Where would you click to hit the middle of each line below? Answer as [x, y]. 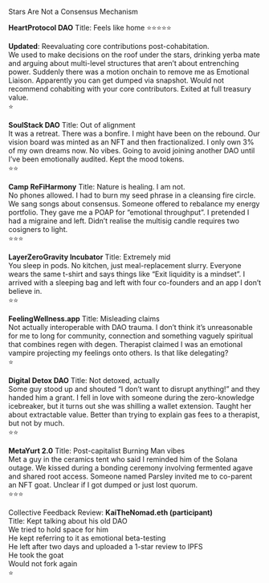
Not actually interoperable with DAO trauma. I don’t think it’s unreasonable [130, 327]
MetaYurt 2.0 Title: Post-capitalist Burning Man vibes [97, 450]
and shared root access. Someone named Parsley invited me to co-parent [130, 476]
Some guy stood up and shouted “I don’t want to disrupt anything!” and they [134, 389]
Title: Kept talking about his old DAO [68, 521]
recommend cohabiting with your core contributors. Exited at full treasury [130, 89]
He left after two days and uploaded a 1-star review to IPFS [106, 546]
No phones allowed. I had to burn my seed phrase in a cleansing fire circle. [132, 195]
